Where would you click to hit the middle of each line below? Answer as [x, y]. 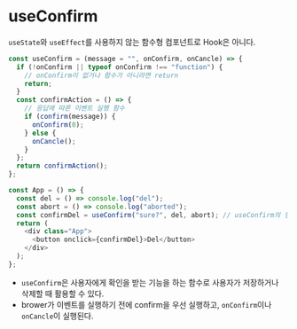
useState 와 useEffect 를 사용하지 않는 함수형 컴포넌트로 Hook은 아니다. [132, 42]
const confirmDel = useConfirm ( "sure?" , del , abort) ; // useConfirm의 [148, 215]
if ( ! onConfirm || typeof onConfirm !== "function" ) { [120, 67]
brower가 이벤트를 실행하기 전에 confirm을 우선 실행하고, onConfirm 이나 [146, 304]
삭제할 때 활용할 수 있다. [63, 294]
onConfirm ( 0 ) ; [58, 125]
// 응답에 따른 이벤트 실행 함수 [75, 108]
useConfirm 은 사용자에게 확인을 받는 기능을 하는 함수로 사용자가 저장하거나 [150, 282]
